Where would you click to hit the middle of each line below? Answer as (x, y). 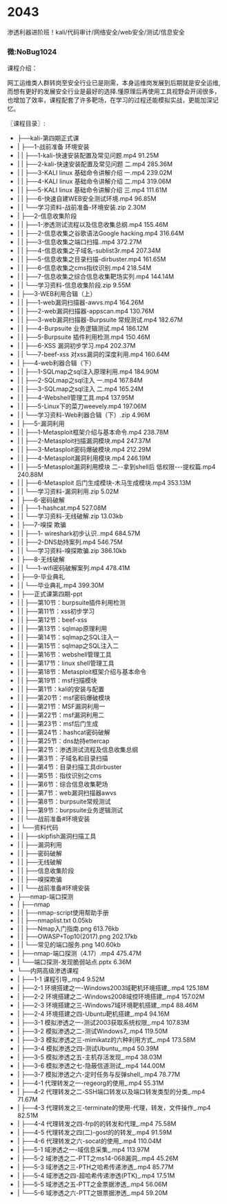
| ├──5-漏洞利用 (41, 423)
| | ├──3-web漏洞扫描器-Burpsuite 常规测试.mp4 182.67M (100, 320)
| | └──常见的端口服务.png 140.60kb (69, 945)
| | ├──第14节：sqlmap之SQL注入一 (68, 637)
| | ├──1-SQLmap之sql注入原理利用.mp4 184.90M (88, 372)
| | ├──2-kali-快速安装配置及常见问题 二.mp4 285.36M (95, 164)
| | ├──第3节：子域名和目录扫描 (62, 758)
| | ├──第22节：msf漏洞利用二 (61, 715)
